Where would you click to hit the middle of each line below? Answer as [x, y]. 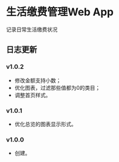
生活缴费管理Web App [60, 12]
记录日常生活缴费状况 [32, 29]
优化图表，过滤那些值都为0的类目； [57, 87]
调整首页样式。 [33, 95]
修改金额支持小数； [38, 80]
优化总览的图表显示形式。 [45, 124]
